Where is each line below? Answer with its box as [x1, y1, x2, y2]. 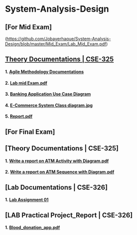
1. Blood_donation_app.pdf [5, 225, 60, 231]
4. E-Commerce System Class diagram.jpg [5, 102, 93, 108]
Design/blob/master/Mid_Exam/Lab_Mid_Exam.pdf [5, 41, 106, 47]
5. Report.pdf [5, 113, 33, 119]
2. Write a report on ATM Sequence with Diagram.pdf [5, 169, 115, 175]
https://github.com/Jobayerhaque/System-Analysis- [6, 36, 111, 42]
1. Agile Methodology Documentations [5, 68, 84, 74]
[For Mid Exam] [5, 23, 52, 31]
